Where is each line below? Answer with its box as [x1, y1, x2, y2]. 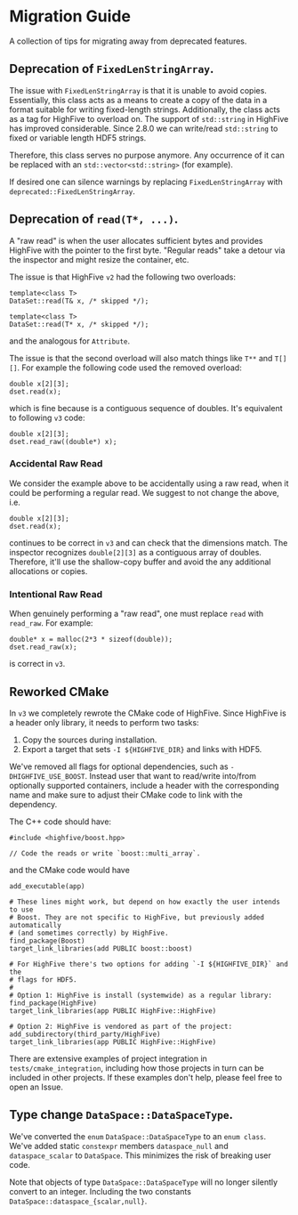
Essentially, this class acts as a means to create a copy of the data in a [9, 94, 268, 105]
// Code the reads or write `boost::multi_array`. [9, 848, 201, 858]
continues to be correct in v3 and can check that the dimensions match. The [9, 537, 288, 548]
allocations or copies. [9, 565, 88, 576]
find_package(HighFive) [9, 999, 98, 1008]
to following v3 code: [9, 412, 85, 423]
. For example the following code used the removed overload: [17, 362, 242, 373]
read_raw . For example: [9, 618, 93, 628]
